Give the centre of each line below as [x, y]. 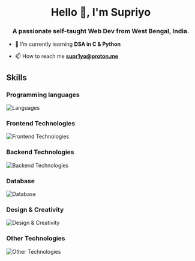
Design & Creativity [35, 209]
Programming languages [43, 95]
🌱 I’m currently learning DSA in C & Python [68, 44]
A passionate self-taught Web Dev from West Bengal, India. [101, 31]
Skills [16, 77]
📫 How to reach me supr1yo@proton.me [67, 56]
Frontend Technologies [41, 124]
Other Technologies [36, 239]
